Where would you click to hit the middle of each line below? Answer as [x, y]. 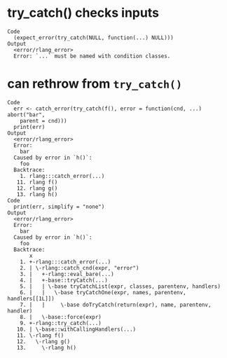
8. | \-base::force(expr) [61, 317]
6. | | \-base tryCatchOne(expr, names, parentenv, [103, 292]
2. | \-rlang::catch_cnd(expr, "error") [80, 268]
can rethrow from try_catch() [95, 84]
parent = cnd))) [44, 121]
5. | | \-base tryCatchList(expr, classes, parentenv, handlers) [120, 286]
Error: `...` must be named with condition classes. [92, 56]
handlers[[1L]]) [31, 298]
